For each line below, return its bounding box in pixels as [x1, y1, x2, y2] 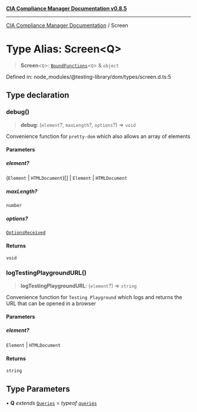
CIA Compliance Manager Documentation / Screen [6, 22, 128, 29]
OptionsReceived [6, 230, 46, 236]
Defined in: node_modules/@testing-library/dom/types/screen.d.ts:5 [6, 73, 172, 80]
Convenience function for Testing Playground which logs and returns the [6, 293, 182, 300]
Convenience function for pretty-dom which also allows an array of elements [6, 132, 191, 140]
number [6, 203, 22, 209]
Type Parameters [6, 384, 70, 394]
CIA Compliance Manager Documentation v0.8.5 [6, 5, 127, 12]
